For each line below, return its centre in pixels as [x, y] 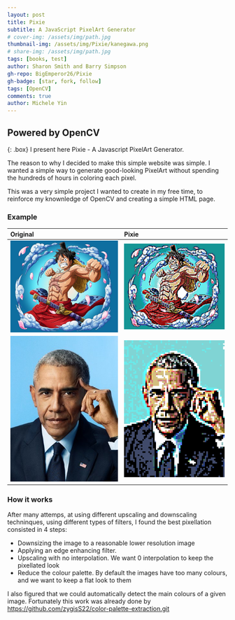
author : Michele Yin [37, 104]
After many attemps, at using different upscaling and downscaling [102, 514]
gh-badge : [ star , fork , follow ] [54, 81]
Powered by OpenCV [54, 133]
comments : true [29, 96]
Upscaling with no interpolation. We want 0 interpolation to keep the [115, 558]
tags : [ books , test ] [37, 59]
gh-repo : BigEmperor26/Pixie [50, 73]
